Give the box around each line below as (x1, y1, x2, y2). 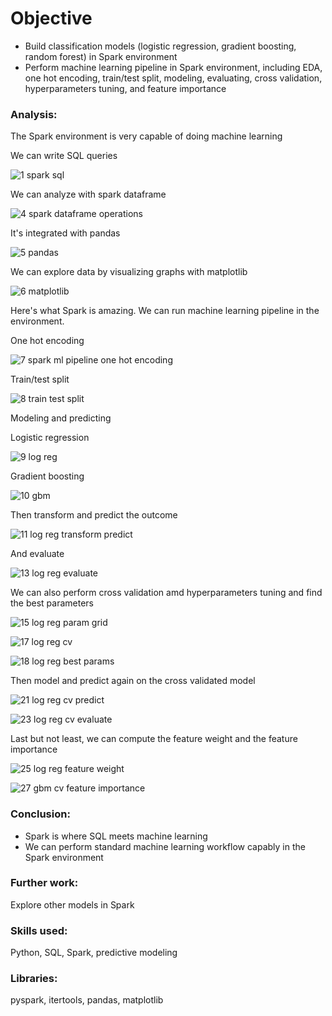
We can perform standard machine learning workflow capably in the (24, 840, 306, 852)
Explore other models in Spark (10, 898, 135, 911)
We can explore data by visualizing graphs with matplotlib (10, 266, 248, 278)
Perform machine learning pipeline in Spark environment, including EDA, (24, 61, 323, 73)
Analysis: (10, 107, 58, 121)
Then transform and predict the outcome (10, 509, 178, 521)
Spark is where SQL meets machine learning (24, 830, 208, 842)
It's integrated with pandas (10, 227, 121, 239)
